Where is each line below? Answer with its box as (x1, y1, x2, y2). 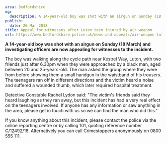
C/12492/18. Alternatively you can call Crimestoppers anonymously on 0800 (5, 128, 162, 134)
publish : (5, 18, 23, 23)
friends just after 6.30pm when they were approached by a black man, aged (5, 61, 161, 67)
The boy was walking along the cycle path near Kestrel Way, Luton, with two (5, 56, 162, 62)
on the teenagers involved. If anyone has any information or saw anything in (5, 102, 161, 108)
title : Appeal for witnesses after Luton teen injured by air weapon (5, 28, 153, 33)
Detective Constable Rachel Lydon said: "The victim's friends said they (5, 92, 150, 98)
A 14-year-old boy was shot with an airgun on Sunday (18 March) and (5, 41, 151, 47)
